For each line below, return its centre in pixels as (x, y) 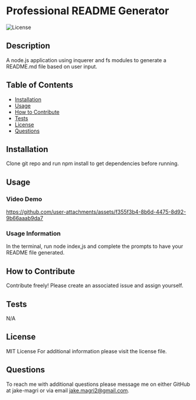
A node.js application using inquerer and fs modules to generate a (86, 60)
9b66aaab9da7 (24, 218)
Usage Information (33, 233)
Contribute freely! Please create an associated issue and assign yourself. (95, 286)
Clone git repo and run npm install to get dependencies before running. (92, 163)
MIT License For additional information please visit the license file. (86, 351)
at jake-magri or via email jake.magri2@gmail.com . (68, 390)
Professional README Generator (88, 11)
